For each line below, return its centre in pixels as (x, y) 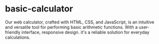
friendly (13, 32)
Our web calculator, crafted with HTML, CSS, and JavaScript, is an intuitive (80, 22)
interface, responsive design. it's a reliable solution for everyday (86, 32)
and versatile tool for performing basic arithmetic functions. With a (72, 27)
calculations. (18, 37)
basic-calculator (39, 9)
